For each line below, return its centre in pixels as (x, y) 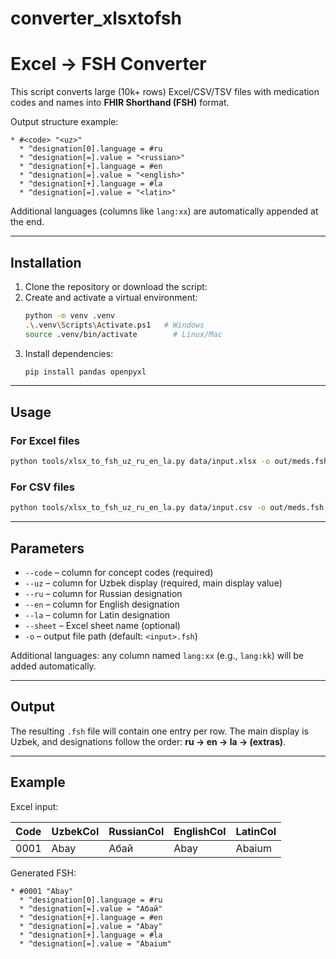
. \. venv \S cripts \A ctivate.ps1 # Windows (114, 325)
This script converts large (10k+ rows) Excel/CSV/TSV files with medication (165, 92)
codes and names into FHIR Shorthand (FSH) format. (120, 103)
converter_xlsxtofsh (96, 18)
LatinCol (256, 831)
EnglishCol (200, 831)
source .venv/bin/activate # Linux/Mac (123, 334)
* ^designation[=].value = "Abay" (91, 926)
